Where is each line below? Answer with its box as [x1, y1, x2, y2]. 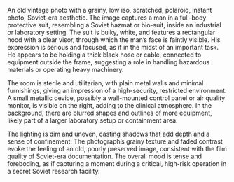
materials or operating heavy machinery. [7, 66, 124, 73]
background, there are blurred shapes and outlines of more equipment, [7, 108, 212, 117]
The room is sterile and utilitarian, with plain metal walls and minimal [7, 79, 204, 87]
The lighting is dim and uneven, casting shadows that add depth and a [7, 129, 210, 138]
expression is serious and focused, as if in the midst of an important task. [7, 43, 219, 51]
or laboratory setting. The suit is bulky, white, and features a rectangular [7, 28, 216, 36]
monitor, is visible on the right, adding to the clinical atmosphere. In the [7, 101, 212, 109]
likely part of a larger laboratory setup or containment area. [7, 116, 178, 125]
